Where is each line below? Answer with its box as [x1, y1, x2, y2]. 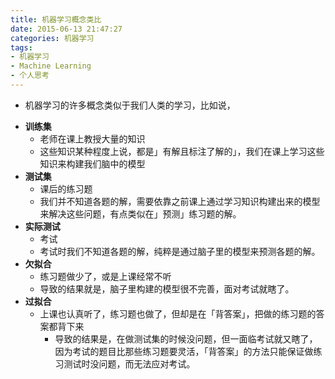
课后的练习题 [39, 182, 93, 195]
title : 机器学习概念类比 [10, 14, 102, 25]
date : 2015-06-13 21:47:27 [10, 24, 123, 34]
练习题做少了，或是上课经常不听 [39, 270, 172, 282]
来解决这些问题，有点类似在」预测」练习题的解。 [39, 207, 242, 220]
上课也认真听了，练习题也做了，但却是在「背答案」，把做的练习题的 [39, 307, 317, 320]
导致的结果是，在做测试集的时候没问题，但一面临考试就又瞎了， [54, 332, 318, 345]
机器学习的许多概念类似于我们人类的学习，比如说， [24, 99, 236, 111]
